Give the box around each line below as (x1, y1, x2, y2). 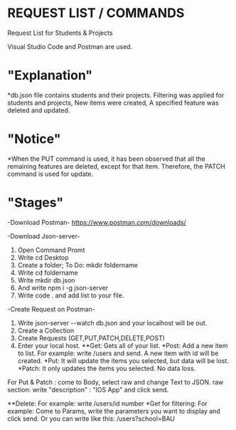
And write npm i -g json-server (17, 283, 109, 292)
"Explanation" (7, 68, 93, 83)
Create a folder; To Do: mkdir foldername (17, 261, 139, 269)
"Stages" (7, 194, 64, 211)
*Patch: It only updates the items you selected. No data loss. (17, 364, 196, 372)
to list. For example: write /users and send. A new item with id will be (17, 349, 219, 357)
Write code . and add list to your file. (17, 290, 124, 300)
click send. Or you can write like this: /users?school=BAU (7, 414, 176, 423)
